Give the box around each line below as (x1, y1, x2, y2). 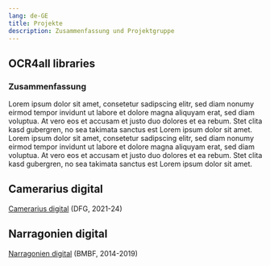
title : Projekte (8, 19, 63, 27)
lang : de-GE (8, 11, 48, 20)
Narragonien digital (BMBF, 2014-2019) (8, 248, 139, 258)
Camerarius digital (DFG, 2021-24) (8, 203, 123, 214)
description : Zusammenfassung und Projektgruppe (8, 27, 175, 35)
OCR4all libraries (8, 56, 95, 70)
